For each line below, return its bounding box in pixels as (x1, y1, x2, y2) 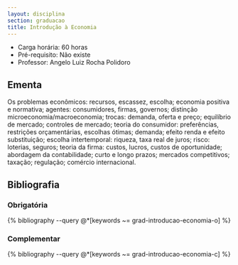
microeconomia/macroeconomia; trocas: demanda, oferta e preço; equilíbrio (7, 113, 231, 121)
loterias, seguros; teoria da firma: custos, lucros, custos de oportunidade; (7, 143, 222, 151)
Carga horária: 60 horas (17, 43, 88, 52)
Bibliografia (7, 178, 60, 190)
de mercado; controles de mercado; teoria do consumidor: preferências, (7, 120, 219, 129)
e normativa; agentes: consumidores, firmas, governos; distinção (7, 105, 198, 114)
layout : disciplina (7, 10, 65, 18)
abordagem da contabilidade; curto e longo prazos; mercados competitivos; (7, 151, 230, 159)
